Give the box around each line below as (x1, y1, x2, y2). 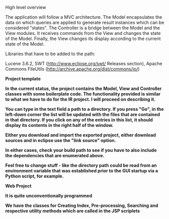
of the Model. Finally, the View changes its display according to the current (5, 35, 161, 41)
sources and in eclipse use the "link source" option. (5, 138, 116, 143)
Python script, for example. (5, 173, 64, 179)
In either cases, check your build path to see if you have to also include (5, 147, 157, 153)
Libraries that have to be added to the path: (5, 51, 95, 57)
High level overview (5, 5, 46, 10)
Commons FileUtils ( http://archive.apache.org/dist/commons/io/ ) (5, 66, 140, 72)
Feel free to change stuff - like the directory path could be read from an (5, 162, 157, 168)
